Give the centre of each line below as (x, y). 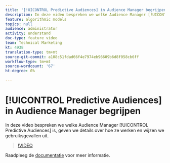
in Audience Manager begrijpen (73, 111)
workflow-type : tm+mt (28, 62)
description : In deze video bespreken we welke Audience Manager (75, 15)
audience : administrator (31, 29)
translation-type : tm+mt (31, 52)
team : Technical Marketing (34, 43)
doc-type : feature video (31, 38)
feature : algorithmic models (36, 19)
